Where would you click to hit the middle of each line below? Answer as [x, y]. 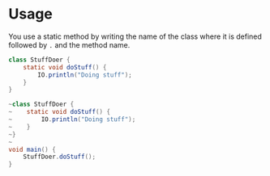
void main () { [32, 149]
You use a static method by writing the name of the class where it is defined [135, 36]
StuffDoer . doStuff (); [59, 157]
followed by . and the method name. [69, 44]
